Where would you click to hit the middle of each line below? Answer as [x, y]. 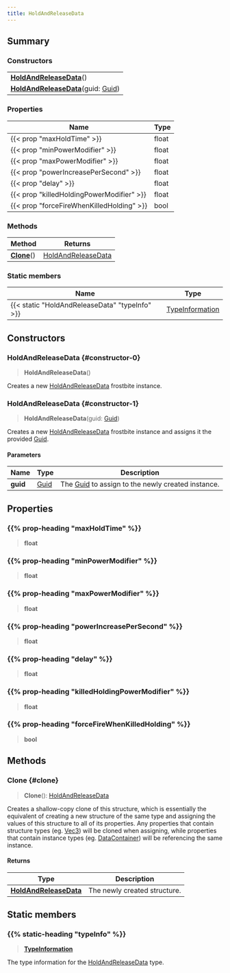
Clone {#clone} [33, 780]
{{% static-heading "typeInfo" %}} [67, 935]
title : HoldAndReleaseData [46, 13]
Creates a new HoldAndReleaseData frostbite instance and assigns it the [110, 432]
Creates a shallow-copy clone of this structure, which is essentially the [107, 808]
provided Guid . [28, 439]
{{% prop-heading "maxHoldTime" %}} [74, 528]
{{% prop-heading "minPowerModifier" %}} [82, 561]
